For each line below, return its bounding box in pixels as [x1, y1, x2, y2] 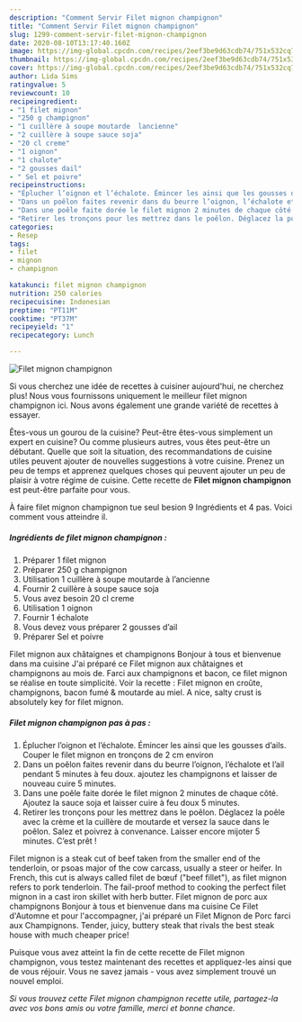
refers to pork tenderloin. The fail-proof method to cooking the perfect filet [9, 882, 287, 892]
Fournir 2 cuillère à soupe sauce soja [22, 583, 159, 594]
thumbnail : [9, 55, 50, 64]
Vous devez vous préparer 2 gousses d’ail [22, 621, 178, 632]
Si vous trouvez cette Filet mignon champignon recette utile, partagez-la [9, 992, 279, 1004]
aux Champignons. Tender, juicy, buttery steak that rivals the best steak [9, 919, 275, 930]
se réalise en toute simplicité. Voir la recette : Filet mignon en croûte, [9, 677, 263, 688]
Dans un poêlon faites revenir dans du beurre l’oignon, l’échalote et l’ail [22, 758, 285, 770]
